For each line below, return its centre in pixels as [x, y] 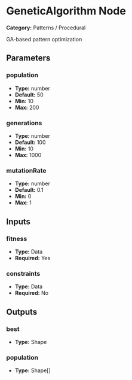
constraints [23, 273]
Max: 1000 [28, 155]
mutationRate [26, 170]
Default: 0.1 [29, 190]
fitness [17, 239]
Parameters [28, 58]
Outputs [22, 312]
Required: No [32, 293]
